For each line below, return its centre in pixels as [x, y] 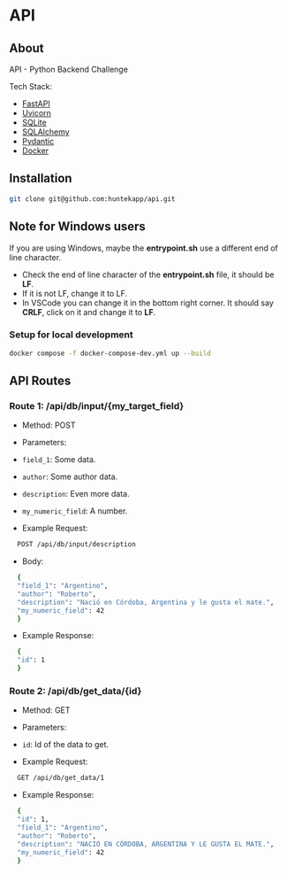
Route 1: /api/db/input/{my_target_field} [97, 406]
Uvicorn [36, 113]
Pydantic [38, 141]
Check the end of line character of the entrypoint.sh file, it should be [148, 274]
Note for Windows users [77, 227]
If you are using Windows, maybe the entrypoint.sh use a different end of [143, 248]
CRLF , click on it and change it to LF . [89, 312]
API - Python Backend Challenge [68, 69]
